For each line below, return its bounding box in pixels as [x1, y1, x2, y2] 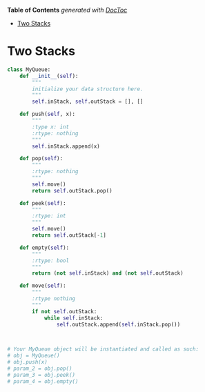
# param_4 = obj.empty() [7, 378, 79, 385]
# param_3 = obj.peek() [7, 371, 76, 378]
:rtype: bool [32, 257, 70, 264]
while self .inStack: [43, 314, 104, 322]
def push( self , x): [19, 110, 76, 118]
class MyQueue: [7, 66, 51, 73]
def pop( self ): [19, 155, 64, 162]
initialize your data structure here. [32, 86, 144, 92]
